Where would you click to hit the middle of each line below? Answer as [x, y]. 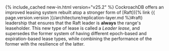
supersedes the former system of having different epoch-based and [76, 33]
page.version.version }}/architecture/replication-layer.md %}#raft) [74, 18]
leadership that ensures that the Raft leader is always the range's [73, 23]
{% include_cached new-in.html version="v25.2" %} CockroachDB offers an [84, 7]
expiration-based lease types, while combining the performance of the [79, 39]
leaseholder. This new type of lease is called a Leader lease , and [73, 28]
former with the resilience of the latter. [45, 44]
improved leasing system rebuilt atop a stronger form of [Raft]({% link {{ [80, 12]
